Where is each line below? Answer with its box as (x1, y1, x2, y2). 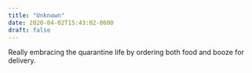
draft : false (8, 26, 51, 34)
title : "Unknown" (8, 11, 65, 20)
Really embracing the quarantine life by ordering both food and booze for (8, 48, 245, 57)
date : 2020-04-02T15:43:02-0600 (8, 19, 114, 27)
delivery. (8, 56, 37, 65)
